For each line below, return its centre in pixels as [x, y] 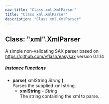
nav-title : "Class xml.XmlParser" [41, 10]
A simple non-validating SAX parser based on [52, 51]
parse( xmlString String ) [38, 81]
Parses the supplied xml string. [44, 86]
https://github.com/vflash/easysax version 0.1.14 [55, 56]
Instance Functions [26, 68]
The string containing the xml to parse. [59, 96]
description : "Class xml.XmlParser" [43, 19]
